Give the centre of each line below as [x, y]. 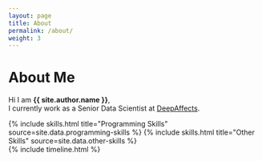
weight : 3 [25, 38]
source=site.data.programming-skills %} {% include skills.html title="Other [131, 132]
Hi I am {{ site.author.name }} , [59, 100]
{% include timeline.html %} [54, 150]
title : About [30, 23]
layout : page [30, 16]
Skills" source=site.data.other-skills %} [73, 141]
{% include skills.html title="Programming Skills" [88, 124]
